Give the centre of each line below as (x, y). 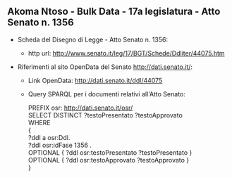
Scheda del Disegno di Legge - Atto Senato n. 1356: (92, 39)
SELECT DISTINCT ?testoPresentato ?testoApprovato (105, 115)
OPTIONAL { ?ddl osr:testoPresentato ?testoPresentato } (110, 152)
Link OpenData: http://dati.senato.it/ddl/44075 (95, 80)
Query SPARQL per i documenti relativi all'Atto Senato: (106, 94)
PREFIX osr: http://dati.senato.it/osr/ (80, 108)
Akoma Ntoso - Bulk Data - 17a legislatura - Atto (114, 12)
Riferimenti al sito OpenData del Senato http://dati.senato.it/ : (105, 67)
